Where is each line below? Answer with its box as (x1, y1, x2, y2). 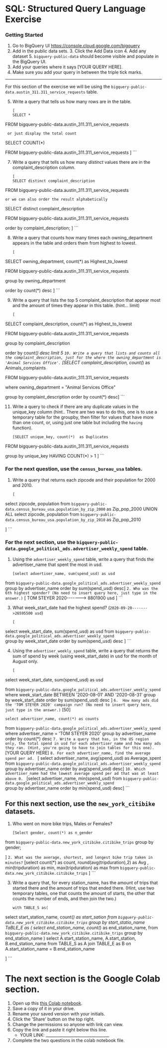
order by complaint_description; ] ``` (5, 225, 79, 231)
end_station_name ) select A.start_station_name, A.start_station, (5, 935, 136, 941)
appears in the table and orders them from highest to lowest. (12, 240, 137, 246)
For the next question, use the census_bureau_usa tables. (5, 466, 143, 473)
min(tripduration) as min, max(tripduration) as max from (5, 865, 119, 871)
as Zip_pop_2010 (106, 517, 141, 523)
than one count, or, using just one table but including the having (12, 420, 143, 426)
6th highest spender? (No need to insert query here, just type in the (5, 590, 157, 596)
